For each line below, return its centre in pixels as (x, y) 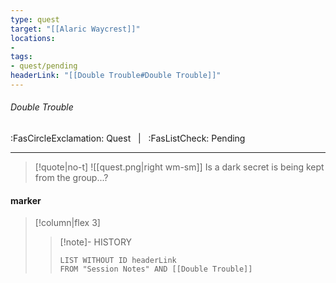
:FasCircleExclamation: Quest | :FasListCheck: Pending (128, 138)
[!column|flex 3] (67, 223)
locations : (33, 38)
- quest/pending (44, 66)
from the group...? (71, 178)
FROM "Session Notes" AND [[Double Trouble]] (156, 269)
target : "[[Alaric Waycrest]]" (75, 29)
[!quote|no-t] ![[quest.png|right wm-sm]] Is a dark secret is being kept (179, 167)
